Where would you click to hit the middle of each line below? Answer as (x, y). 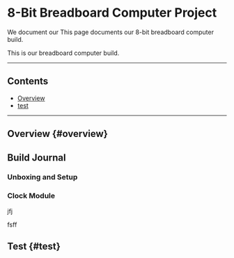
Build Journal (37, 158)
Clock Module (31, 196)
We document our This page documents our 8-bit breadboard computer (111, 32)
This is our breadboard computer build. (63, 53)
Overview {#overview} (57, 134)
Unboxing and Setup (42, 177)
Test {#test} (34, 247)
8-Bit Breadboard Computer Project (112, 13)
